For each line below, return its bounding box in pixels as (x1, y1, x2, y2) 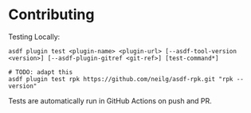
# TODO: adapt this (8, 68, 73, 76)
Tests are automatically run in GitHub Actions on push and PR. (8, 95, 213, 105)
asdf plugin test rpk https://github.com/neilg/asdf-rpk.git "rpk (8, 75, 233, 83)
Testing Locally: (8, 32, 61, 41)
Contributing (8, 6, 95, 24)
